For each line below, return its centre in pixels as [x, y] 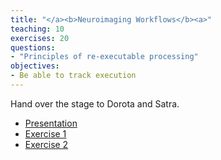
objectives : [35, 66]
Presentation [51, 123]
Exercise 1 [45, 133]
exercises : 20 [40, 38]
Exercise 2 [46, 144]
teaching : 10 [37, 29]
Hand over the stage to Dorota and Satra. [95, 103]
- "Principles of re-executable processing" [104, 57]
